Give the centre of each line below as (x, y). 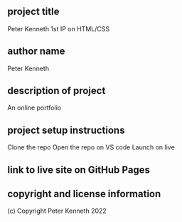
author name (36, 52)
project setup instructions (66, 130)
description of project (57, 91)
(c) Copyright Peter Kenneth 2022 (57, 211)
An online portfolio (34, 108)
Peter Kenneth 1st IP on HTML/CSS (59, 28)
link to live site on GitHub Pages (79, 170)
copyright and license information (84, 194)
